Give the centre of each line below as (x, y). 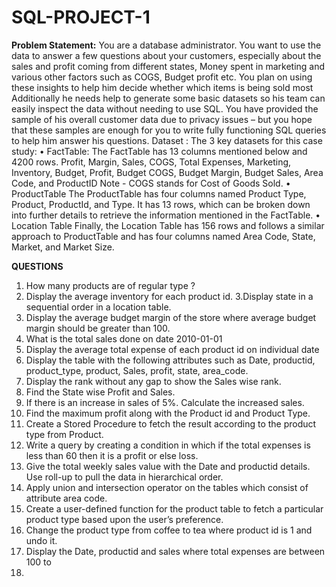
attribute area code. (66, 498)
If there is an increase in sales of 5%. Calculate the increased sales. (165, 402)
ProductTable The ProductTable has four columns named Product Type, (159, 193)
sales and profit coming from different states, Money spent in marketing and (168, 66)
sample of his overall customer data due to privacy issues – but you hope (162, 119)
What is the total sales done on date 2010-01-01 (124, 338)
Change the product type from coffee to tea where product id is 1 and (169, 530)
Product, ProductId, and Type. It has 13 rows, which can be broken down (161, 204)
